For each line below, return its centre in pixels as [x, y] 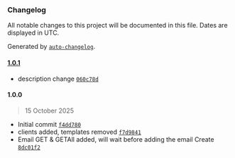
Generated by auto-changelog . [51, 47]
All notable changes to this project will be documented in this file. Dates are [118, 26]
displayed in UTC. [33, 33]
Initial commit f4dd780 [49, 124]
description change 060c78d [58, 79]
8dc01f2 [29, 147]
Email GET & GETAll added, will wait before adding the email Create [116, 139]
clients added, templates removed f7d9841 [80, 132]
